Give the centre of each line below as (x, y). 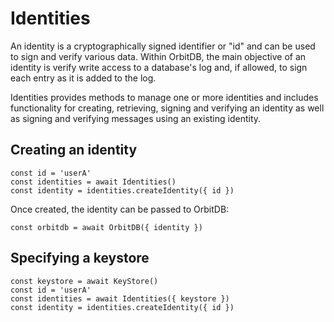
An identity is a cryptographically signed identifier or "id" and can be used (163, 46)
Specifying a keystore (80, 258)
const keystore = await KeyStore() (84, 281)
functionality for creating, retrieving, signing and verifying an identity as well (167, 108)
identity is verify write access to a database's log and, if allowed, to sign (159, 67)
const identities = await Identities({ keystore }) (120, 298)
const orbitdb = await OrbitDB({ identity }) (106, 227)
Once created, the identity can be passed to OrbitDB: (120, 209)
